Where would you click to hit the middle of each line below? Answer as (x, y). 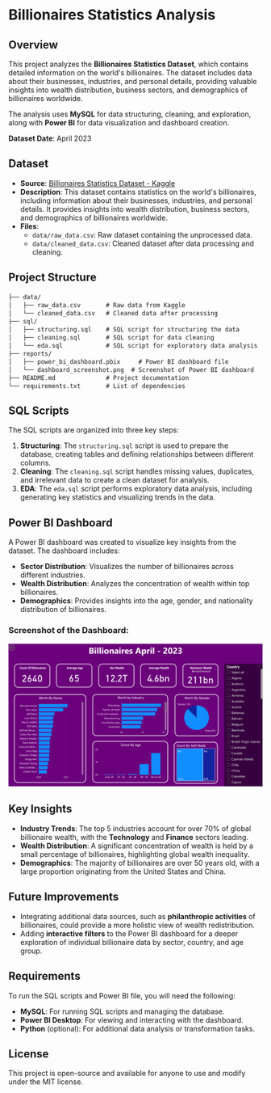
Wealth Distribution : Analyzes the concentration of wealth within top (135, 584)
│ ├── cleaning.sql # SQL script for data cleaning (112, 337)
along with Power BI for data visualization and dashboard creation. (119, 122)
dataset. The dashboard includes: (64, 551)
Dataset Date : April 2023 (50, 138)
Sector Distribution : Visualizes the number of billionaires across (127, 567)
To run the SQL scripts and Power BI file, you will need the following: (122, 995)
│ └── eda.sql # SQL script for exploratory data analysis (133, 345)
